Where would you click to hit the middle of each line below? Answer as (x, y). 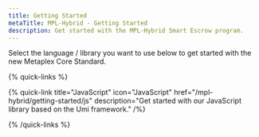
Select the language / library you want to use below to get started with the (130, 53)
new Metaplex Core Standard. (57, 61)
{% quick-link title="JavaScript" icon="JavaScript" (90, 92)
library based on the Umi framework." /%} (77, 109)
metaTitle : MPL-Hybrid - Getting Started (78, 23)
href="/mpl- (194, 92)
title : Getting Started (48, 16)
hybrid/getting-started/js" (51, 101)
